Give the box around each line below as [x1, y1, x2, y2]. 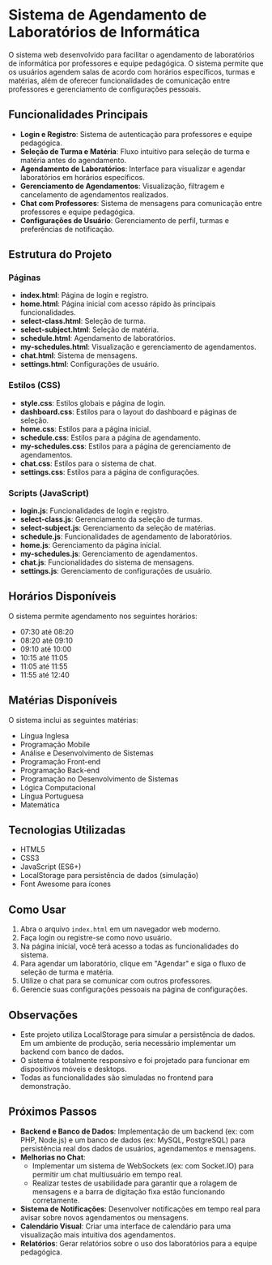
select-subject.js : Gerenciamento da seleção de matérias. [19, 523, 216, 533]
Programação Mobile [19, 739, 91, 749]
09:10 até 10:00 [19, 643, 72, 654]
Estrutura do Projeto [8, 247, 113, 261]
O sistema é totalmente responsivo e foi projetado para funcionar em [19, 1056, 250, 1065]
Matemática [19, 799, 61, 809]
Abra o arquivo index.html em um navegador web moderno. [19, 924, 221, 934]
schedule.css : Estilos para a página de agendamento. [19, 432, 201, 442]
